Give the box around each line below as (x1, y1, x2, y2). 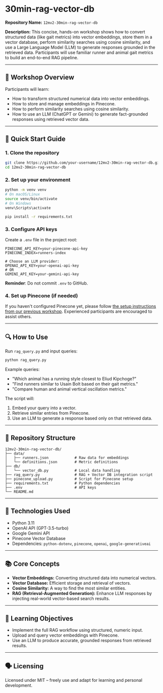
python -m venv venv (5, 187, 47, 192)
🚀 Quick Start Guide (5, 135, 65, 143)
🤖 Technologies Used (5, 507, 70, 515)
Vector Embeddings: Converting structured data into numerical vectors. (12, 575, 157, 581)
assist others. (5, 314, 33, 320)
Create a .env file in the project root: (5, 237, 78, 243)
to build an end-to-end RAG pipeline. (5, 54, 79, 60)
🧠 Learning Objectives (5, 614, 74, 623)
